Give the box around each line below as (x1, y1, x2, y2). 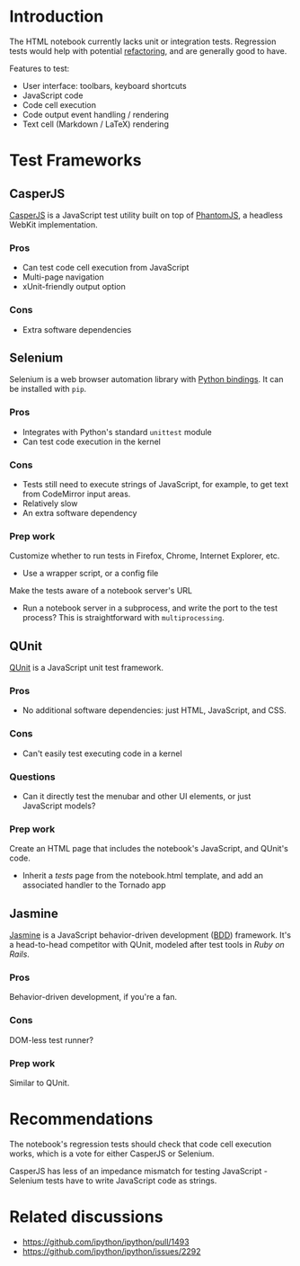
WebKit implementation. (9, 218, 99, 230)
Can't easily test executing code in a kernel (22, 748, 182, 759)
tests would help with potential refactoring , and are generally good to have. (9, 45, 287, 56)
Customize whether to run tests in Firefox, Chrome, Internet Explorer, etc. (9, 550, 280, 561)
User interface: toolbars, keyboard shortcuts (22, 80, 187, 91)
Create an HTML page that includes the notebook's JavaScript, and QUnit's (9, 843, 289, 854)
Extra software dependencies (22, 324, 132, 334)
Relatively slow (22, 497, 78, 509)
